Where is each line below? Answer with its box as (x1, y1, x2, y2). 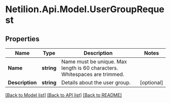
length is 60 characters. (61, 64, 119, 72)
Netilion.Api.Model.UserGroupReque (5, 4, 164, 15)
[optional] (139, 79, 163, 86)
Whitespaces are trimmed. (61, 71, 125, 78)
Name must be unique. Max (61, 58, 127, 65)
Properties (5, 35, 40, 43)
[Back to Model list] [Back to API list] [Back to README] (5, 92, 122, 98)
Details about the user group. (61, 79, 131, 86)
